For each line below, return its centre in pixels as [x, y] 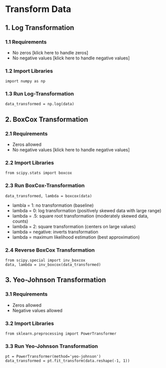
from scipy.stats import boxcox [39, 173]
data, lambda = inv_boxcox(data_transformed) [53, 265]
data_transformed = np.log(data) [40, 104]
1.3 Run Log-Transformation [40, 94]
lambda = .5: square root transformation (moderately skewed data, [80, 216]
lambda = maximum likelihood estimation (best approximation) [76, 237]
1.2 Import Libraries [29, 71]
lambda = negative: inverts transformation [55, 232]
